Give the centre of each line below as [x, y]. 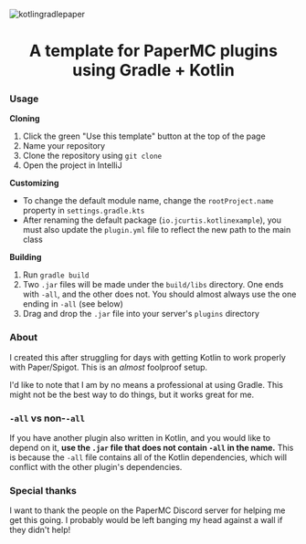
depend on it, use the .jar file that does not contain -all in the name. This [152, 448]
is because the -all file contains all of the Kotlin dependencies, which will [148, 457]
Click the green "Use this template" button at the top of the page [144, 136]
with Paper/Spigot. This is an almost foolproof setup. [109, 367]
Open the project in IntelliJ [72, 165]
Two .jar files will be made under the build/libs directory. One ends [153, 285]
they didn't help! [40, 530]
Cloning [25, 119]
